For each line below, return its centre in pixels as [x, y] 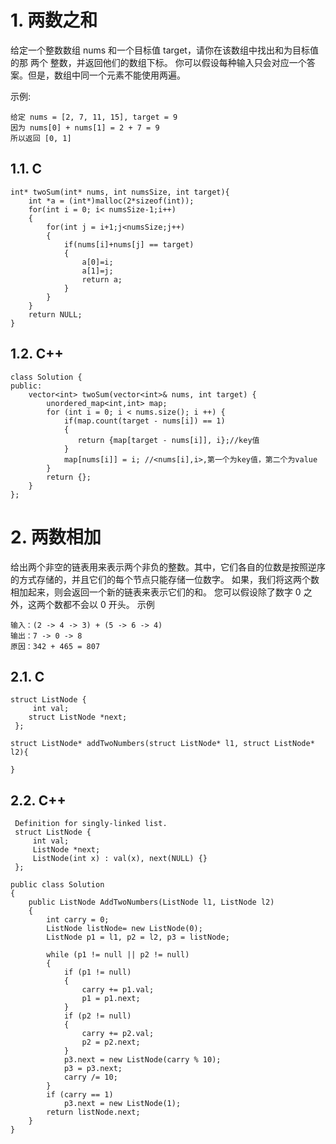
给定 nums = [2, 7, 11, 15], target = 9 [94, 117]
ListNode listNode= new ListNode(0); [124, 929]
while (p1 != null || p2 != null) [118, 955]
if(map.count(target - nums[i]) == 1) [144, 421]
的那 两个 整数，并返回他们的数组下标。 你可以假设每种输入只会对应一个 [158, 62]
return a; [102, 279]
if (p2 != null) [97, 1016]
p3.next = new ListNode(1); [122, 1104]
